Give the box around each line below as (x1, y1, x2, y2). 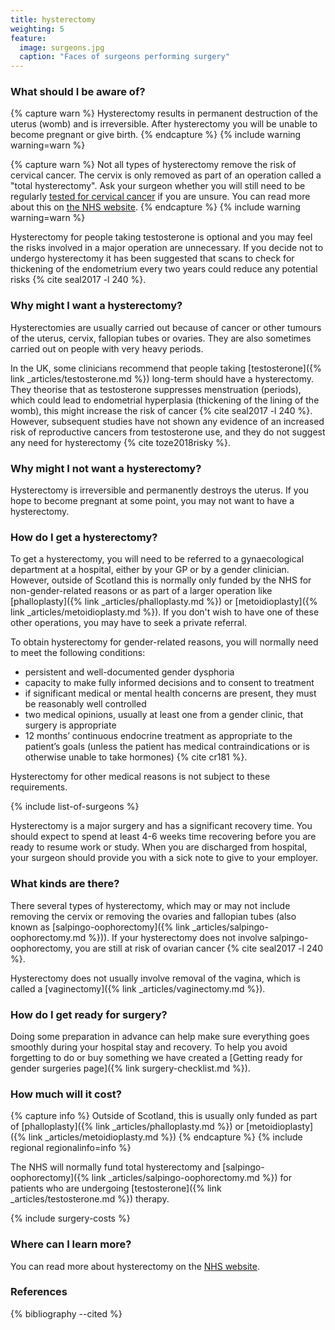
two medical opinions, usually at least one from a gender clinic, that (24, 709, 304, 721)
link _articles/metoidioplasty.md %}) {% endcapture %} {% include (28, 1131, 303, 1143)
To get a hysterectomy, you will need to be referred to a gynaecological (10, 553, 305, 565)
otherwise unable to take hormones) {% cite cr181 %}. (24, 751, 248, 763)
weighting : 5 (10, 24, 65, 34)
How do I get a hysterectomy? (10, 530, 158, 544)
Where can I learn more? (10, 1237, 132, 1251)
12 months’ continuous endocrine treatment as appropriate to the (24, 730, 293, 742)
